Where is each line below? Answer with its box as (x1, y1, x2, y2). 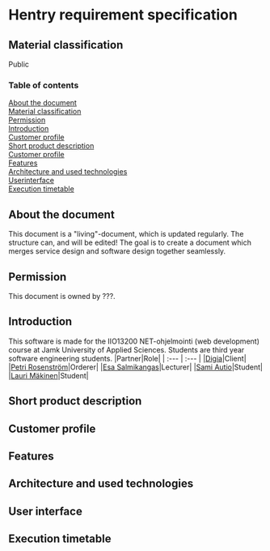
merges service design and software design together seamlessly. (8, 246, 226, 256)
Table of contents (8, 79, 79, 91)
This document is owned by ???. (8, 291, 116, 301)
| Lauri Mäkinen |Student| (8, 370, 89, 380)
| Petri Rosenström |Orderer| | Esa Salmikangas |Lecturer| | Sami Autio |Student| (8, 362, 263, 372)
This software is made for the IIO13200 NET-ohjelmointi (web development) (8, 336, 260, 346)
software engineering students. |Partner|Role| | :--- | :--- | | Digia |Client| (8, 353, 247, 363)
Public (8, 59, 30, 69)
